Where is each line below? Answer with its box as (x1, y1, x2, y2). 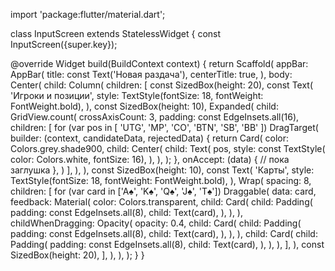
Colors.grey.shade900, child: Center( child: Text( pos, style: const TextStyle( (10, 143, 326, 154)
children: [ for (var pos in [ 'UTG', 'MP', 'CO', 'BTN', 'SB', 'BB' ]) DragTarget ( (10, 122, 319, 133)
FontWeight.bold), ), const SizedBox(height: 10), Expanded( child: (10, 100, 279, 112)
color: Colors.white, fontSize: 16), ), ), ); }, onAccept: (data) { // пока (10, 154, 290, 165)
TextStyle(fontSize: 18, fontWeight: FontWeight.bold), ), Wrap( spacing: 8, (10, 175, 312, 186)
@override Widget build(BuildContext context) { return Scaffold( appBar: (10, 58, 309, 69)
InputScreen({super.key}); (10, 39, 118, 50)
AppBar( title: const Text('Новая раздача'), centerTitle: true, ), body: (10, 69, 293, 80)
